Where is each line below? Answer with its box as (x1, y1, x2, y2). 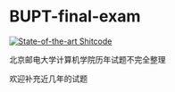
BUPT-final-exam (9, 6, 141, 27)
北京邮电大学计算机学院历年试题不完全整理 (9, 54, 166, 64)
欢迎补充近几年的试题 (9, 73, 87, 84)
